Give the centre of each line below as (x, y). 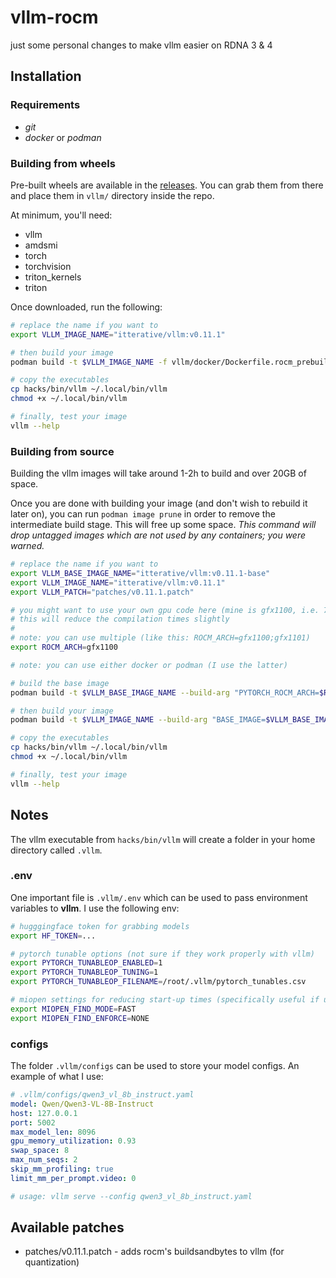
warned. (27, 546)
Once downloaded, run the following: (86, 307)
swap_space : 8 (40, 1151)
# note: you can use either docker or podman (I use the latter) (149, 665)
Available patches (67, 1227)
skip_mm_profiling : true (62, 1169)
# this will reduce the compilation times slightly (120, 619)
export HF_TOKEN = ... (53, 936)
